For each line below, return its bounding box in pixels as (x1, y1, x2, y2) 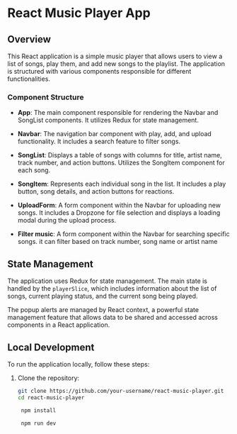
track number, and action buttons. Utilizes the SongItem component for (17, 158, 225, 167)
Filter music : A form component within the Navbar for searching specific (17, 230, 230, 238)
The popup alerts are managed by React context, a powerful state (7, 306, 200, 314)
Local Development (7, 341, 95, 353)
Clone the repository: (17, 374, 80, 382)
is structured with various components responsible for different (7, 67, 192, 75)
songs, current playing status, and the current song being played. (7, 292, 198, 301)
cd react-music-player (17, 394, 85, 401)
